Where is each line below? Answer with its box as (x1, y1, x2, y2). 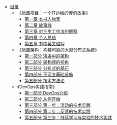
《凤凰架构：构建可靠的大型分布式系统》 (17, 47, 99, 53)
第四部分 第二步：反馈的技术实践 (24, 108, 91, 114)
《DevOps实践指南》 (17, 84, 58, 90)
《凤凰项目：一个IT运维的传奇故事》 (17, 10, 90, 16)
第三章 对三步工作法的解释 (24, 29, 78, 34)
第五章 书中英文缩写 (24, 41, 65, 46)
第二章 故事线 (24, 22, 52, 28)
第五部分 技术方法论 (24, 78, 65, 83)
